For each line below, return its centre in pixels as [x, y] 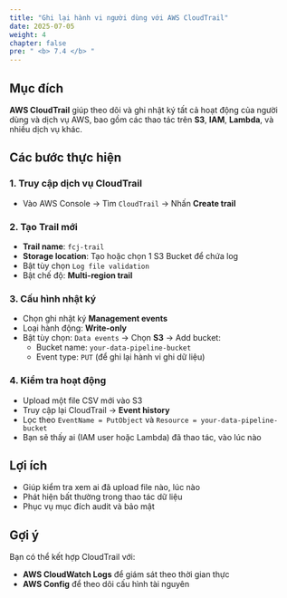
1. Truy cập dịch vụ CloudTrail [76, 184]
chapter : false [38, 43]
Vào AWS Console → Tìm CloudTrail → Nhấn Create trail [129, 203]
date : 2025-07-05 [42, 26]
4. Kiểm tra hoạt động [58, 381]
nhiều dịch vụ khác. [46, 129]
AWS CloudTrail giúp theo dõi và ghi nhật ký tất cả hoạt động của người [143, 110]
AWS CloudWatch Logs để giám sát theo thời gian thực [126, 574]
